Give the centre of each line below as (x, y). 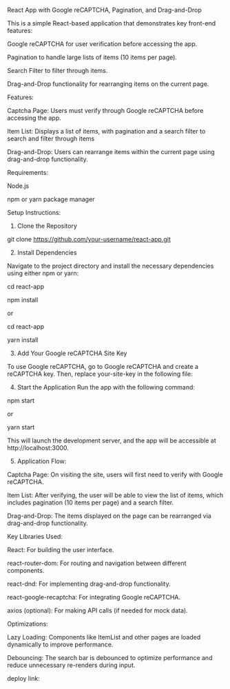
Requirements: (28, 172)
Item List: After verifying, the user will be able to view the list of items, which (115, 495)
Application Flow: (42, 461)
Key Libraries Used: (35, 537)
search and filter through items (51, 138)
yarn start (21, 427)
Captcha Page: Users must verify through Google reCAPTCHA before (105, 110)
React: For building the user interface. (61, 550)
